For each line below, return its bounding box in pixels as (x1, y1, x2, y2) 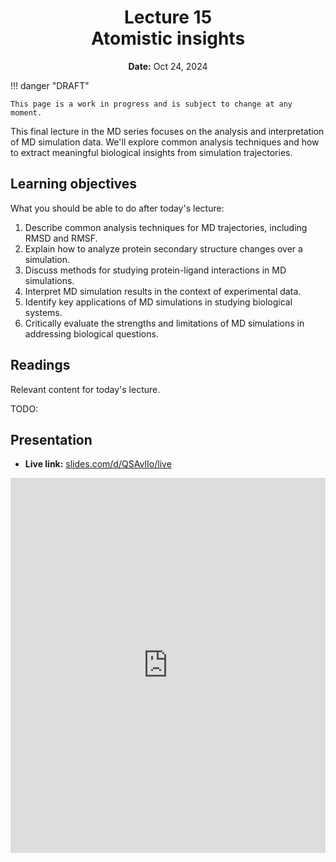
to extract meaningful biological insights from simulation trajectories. (10, 146, 293, 158)
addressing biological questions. (24, 327, 159, 340)
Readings (10, 357, 71, 374)
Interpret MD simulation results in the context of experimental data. (24, 285, 302, 297)
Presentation (10, 431, 93, 448)
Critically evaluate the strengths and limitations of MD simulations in (24, 317, 305, 329)
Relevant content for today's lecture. (10, 383, 161, 395)
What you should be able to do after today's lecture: (10, 202, 225, 214)
